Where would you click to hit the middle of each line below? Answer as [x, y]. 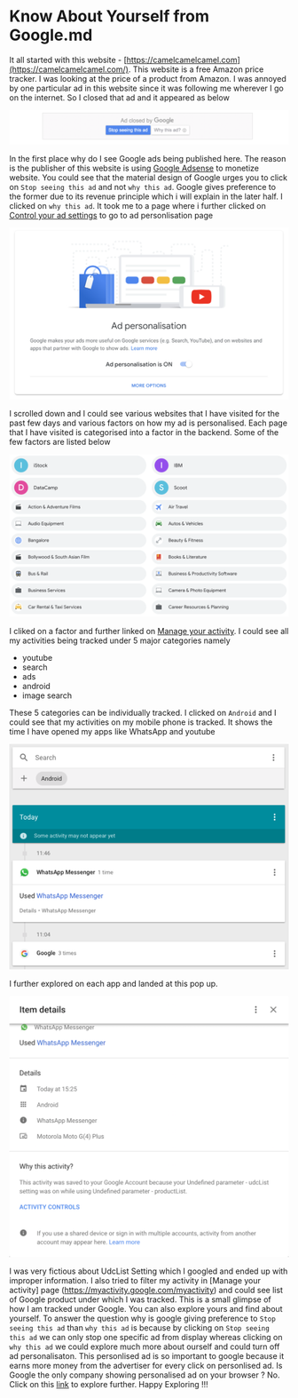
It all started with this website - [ [68, 60]
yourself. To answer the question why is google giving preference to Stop [143, 1319]
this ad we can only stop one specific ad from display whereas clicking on [146, 1338]
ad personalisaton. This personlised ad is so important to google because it [147, 1356]
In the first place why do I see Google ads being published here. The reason [148, 158]
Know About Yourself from [110, 16]
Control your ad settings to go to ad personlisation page [111, 215]
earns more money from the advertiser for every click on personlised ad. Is [146, 1366]
